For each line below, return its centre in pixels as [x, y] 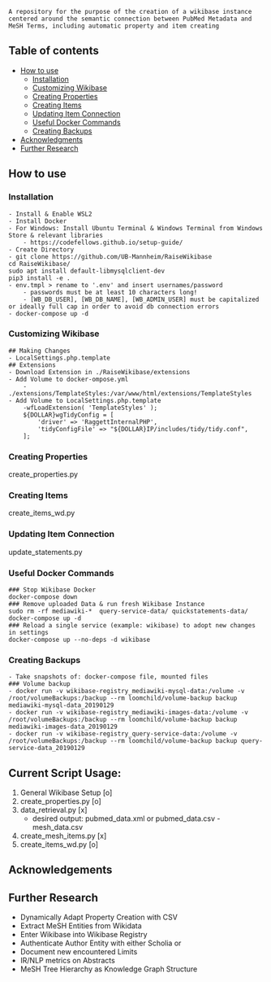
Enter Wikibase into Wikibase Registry [84, 935]
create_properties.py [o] [60, 801]
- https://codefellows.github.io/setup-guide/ [103, 242]
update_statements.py [45, 552]
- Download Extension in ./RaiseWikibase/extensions [99, 372]
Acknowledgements [60, 870]
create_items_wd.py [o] [59, 845]
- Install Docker [38, 221]
